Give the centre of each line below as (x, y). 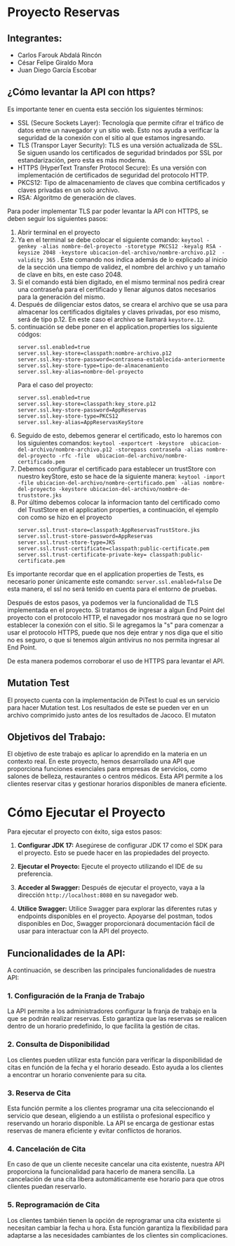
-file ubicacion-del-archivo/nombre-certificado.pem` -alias (109, 483)
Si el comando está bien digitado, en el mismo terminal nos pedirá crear (121, 281)
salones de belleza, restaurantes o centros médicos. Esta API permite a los (115, 776)
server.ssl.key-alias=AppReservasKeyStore (80, 422)
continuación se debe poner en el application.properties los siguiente (117, 326)
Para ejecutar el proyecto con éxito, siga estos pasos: (85, 832)
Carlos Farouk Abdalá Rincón (59, 55)
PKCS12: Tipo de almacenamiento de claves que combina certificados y (121, 182)
